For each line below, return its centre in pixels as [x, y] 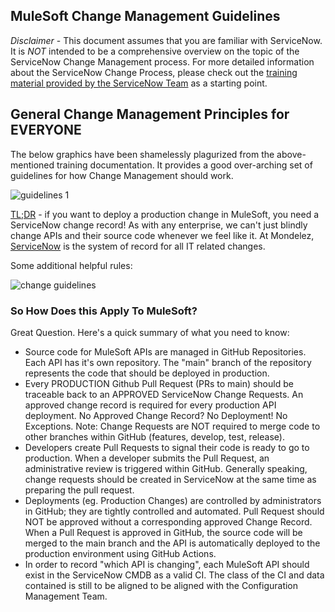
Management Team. [66, 596]
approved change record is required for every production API [150, 405]
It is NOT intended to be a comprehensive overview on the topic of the [155, 51]
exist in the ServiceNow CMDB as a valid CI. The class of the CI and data [174, 575]
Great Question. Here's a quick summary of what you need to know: [150, 332]
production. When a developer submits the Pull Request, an [147, 458]
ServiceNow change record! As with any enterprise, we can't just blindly [159, 225]
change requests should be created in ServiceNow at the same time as [170, 479]
